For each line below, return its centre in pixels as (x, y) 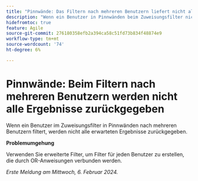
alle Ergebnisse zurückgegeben (85, 109)
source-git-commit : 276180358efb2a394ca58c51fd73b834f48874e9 (84, 33)
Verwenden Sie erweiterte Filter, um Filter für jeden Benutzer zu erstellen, (95, 154)
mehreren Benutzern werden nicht (92, 96)
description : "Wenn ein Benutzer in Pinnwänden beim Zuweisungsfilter (95, 17)
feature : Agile (25, 28)
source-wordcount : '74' (35, 45)
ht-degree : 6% (24, 50)
